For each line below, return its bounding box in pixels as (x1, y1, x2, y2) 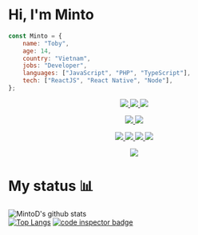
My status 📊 (8, 177, 94, 195)
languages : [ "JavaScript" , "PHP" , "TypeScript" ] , (22, 70, 192, 78)
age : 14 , (22, 46, 52, 55)
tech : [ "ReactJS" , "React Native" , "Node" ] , (22, 77, 173, 85)
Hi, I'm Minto (8, 6, 94, 24)
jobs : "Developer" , (22, 62, 88, 70)
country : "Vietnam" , (22, 54, 91, 62)
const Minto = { (8, 32, 62, 40)
